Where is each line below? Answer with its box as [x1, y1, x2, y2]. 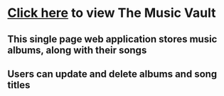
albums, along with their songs [7, 44, 147, 56]
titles [7, 79, 31, 91]
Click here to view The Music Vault [7, 5, 216, 21]
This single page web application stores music [7, 33, 218, 45]
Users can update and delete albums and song [7, 68, 218, 80]
